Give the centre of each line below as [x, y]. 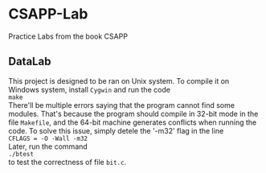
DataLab [30, 62]
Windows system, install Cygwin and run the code [90, 89]
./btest [21, 154]
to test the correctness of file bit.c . [68, 162]
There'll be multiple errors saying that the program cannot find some [122, 105]
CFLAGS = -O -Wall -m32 [48, 138]
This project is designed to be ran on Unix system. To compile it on [119, 80]
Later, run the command [48, 146]
